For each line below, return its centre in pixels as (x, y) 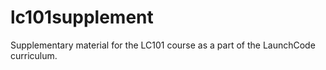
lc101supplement (82, 17)
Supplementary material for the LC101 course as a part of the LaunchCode (163, 45)
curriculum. (34, 55)
